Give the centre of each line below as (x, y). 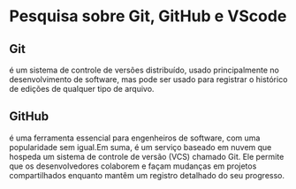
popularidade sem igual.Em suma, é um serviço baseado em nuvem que (140, 147)
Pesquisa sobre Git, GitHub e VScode (148, 16)
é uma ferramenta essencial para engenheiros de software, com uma (135, 138)
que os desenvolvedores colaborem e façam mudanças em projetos (133, 166)
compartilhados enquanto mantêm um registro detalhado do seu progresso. (147, 175)
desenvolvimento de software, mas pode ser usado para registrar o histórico (148, 79)
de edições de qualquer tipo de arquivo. (82, 89)
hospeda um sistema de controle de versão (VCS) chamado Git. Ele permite (147, 156)
